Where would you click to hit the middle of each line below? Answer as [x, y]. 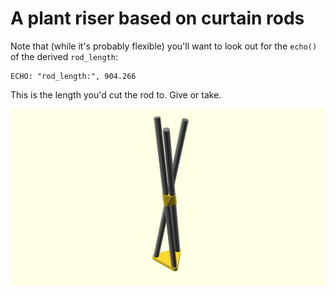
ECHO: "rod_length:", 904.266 [73, 76]
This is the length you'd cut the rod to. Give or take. [116, 94]
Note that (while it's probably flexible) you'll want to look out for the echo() [164, 46]
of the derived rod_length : [64, 56]
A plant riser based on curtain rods [157, 18]
